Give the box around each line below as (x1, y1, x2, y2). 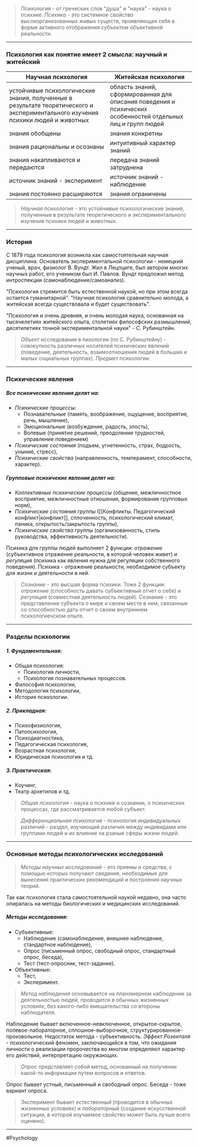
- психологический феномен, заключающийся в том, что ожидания (6, 1039, 177, 1046)
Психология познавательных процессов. (23, 675, 127, 682)
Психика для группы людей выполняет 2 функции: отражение (6, 544, 163, 551)
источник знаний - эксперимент (9, 177, 103, 185)
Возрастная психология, (14, 747, 77, 754)
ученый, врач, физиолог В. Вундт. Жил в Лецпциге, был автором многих (6, 264, 189, 271)
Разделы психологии (6, 633, 70, 641)
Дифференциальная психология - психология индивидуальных (20, 817, 181, 824)
